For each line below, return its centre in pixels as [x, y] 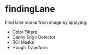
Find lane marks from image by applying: [46, 22]
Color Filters [24, 32]
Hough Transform [30, 47]
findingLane [30, 9]
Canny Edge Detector [34, 37]
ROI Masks [23, 42]
